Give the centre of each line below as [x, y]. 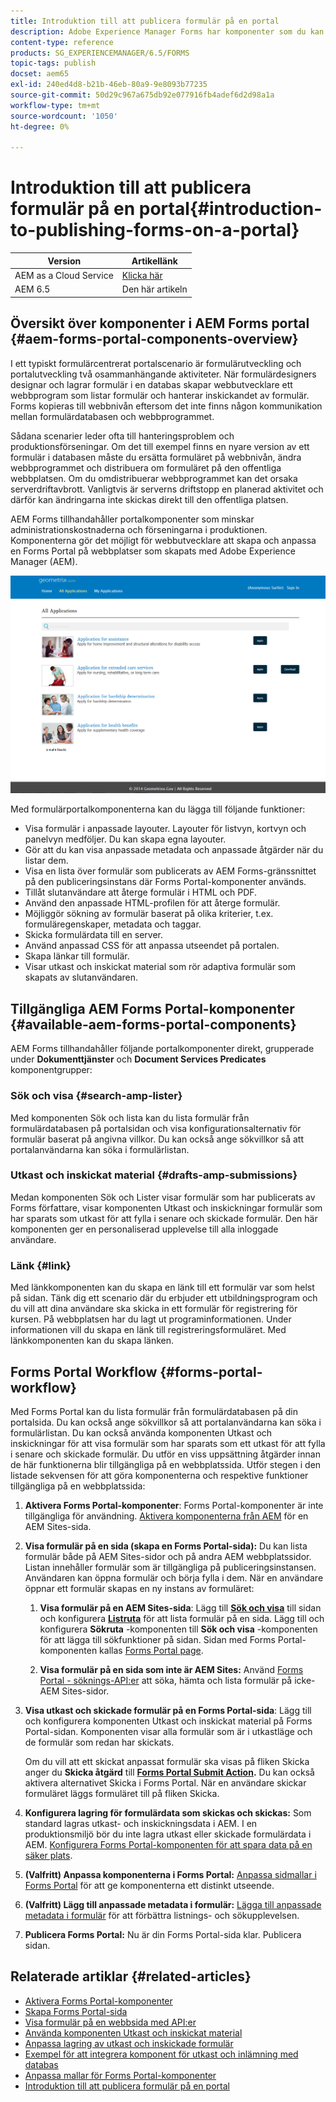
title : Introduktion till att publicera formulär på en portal [145, 21]
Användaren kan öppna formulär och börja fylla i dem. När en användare [174, 1577]
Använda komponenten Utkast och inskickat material [133, 2032]
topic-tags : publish [53, 63]
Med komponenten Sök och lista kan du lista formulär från [130, 1117]
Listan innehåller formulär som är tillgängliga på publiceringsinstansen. [170, 1567]
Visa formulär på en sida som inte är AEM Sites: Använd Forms [171, 1669]
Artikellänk [154, 261]
